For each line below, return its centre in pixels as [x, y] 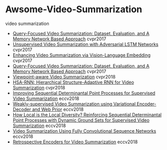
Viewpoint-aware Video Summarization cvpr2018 [64, 77]
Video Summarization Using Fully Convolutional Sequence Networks [84, 131]
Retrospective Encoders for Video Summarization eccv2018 [75, 142]
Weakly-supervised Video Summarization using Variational [74, 104]
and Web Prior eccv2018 [58, 109]
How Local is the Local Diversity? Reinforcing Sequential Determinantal [87, 115]
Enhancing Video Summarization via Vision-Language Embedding [82, 55]
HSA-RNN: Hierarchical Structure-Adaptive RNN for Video [73, 82]
